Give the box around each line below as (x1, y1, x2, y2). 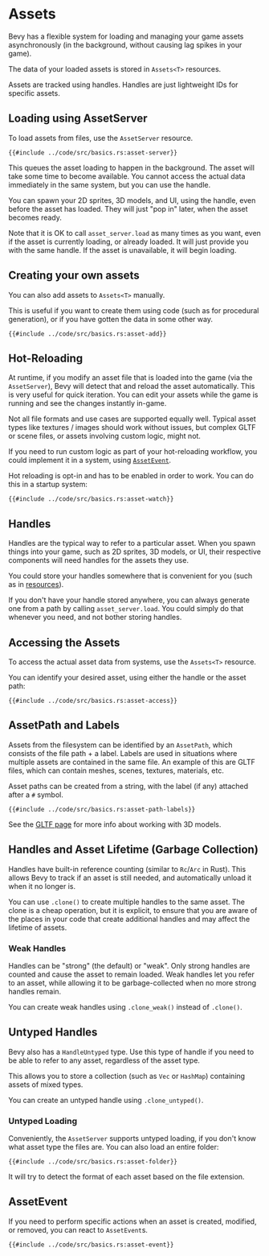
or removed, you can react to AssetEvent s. (8, 1225, 149, 1234)
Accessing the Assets (8, 635, 120, 649)
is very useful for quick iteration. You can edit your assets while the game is (8, 390, 259, 399)
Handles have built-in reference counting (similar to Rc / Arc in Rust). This (8, 864, 247, 874)
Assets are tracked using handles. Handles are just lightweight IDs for (8, 80, 238, 89)
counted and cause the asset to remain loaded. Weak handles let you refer (8, 969, 255, 979)
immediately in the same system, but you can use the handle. (8, 180, 211, 189)
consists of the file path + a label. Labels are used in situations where (8, 748, 238, 758)
